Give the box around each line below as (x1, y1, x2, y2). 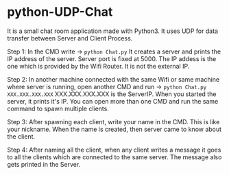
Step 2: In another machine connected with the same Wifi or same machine (7, 75, 220, 83)
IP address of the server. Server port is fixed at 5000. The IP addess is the (7, 54, 217, 62)
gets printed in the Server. (7, 160, 81, 168)
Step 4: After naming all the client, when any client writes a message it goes (7, 145, 221, 154)
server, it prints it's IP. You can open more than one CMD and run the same (7, 97, 219, 105)
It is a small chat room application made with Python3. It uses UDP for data (7, 27, 218, 35)
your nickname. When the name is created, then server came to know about (7, 125, 221, 133)
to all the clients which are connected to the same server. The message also (7, 152, 222, 161)
